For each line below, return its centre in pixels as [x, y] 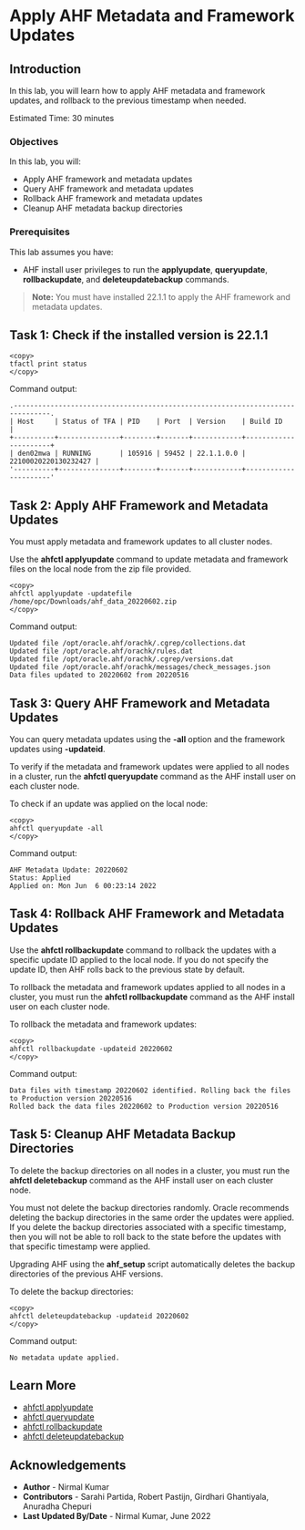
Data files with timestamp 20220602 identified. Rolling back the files [150, 1091]
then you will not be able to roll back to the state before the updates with [145, 1236]
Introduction [46, 69]
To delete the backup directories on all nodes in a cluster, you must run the [150, 1170]
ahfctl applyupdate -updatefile [71, 594]
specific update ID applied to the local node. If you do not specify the [139, 959]
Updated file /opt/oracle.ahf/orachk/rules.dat [102, 651]
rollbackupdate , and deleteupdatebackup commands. [126, 279]
